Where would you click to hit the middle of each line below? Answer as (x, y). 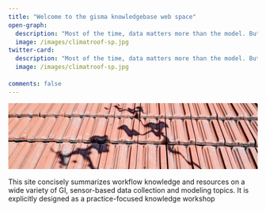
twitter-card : (32, 50)
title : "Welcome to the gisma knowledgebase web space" (102, 17)
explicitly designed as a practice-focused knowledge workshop (112, 198)
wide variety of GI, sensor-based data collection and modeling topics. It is (129, 190)
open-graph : (28, 25)
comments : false (35, 83)
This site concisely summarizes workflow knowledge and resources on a (127, 182)
